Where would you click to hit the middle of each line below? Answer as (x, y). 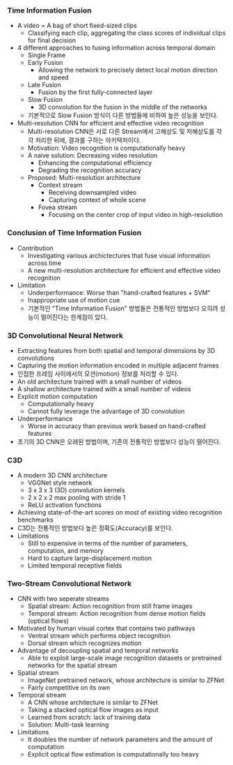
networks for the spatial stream (72, 665)
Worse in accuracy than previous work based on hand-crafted (117, 426)
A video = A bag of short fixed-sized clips (77, 26)
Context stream (60, 185)
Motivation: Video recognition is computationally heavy (106, 148)
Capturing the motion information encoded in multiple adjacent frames (118, 365)
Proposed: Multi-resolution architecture (84, 178)
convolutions (35, 358)
